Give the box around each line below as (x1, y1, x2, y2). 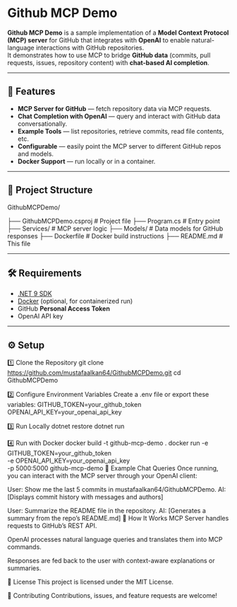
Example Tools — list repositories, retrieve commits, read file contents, (17, 127, 224, 135)
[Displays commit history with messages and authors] (7, 493, 164, 502)
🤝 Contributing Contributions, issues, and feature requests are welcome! (7, 591, 217, 600)
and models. (17, 149, 54, 158)
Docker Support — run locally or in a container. (17, 157, 156, 166)
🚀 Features (7, 86, 56, 98)
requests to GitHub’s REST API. (7, 521, 97, 530)
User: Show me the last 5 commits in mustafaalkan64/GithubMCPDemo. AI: (7, 485, 226, 494)
